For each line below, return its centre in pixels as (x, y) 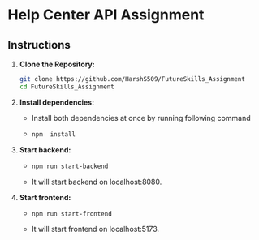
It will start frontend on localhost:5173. (95, 229)
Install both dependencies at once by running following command (141, 118)
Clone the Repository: (57, 64)
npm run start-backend (70, 166)
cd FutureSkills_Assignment (67, 87)
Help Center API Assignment (106, 15)
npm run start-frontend (72, 214)
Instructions (39, 45)
